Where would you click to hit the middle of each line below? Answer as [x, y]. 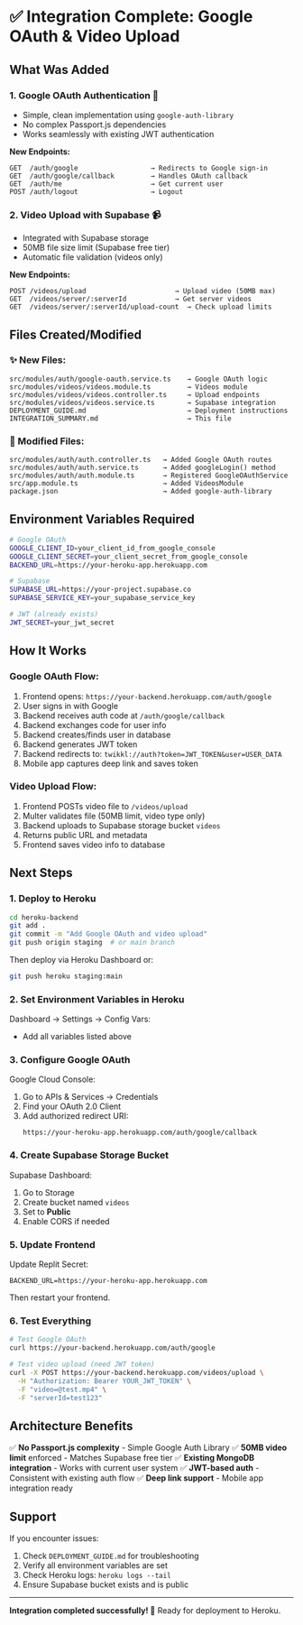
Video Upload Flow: [53, 787]
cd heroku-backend [44, 918]
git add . [28, 926]
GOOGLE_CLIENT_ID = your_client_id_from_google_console [113, 548]
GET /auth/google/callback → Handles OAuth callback [129, 176]
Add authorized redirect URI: [75, 1116]
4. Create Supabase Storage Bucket [89, 1155]
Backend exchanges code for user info [94, 725]
